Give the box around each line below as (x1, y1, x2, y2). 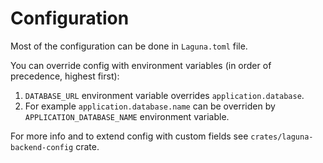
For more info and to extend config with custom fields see (10, 130, 249, 142)
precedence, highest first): (10, 70, 120, 82)
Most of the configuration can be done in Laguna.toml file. (10, 40, 248, 52)
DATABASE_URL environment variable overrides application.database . (24, 89, 305, 101)
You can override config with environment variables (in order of (10, 59, 272, 71)
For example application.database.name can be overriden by (24, 100, 276, 112)
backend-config (10, 142, 74, 152)
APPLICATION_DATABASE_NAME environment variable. (24, 110, 230, 122)
